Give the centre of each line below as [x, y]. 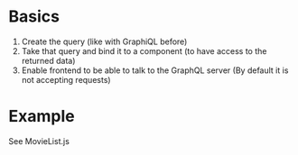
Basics [34, 17]
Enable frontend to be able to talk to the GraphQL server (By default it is [155, 70]
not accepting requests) [66, 79]
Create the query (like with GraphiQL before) [104, 41]
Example [42, 117]
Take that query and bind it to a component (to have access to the [144, 50]
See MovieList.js [39, 141]
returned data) [48, 60]
